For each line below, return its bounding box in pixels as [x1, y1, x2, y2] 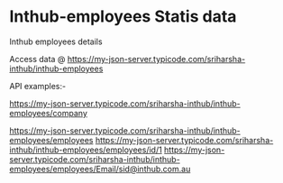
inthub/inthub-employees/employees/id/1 [9, 144, 162, 155]
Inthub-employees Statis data [9, 6, 237, 27]
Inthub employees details [9, 36, 103, 47]
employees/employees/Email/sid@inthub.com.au [9, 163, 191, 174]
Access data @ [9, 53, 66, 64]
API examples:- [9, 80, 66, 91]
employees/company [9, 107, 88, 118]
